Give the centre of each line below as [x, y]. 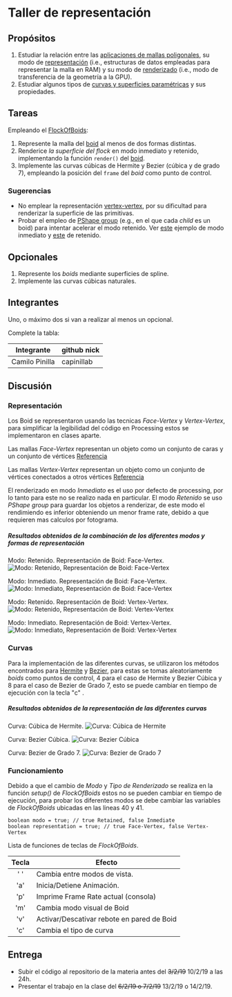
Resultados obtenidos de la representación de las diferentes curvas [107, 708]
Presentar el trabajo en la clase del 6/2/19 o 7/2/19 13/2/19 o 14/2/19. [115, 986]
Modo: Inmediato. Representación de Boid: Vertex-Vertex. [90, 623]
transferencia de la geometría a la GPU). [75, 77]
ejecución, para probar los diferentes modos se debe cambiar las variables [114, 800]
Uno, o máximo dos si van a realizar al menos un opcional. [91, 319]
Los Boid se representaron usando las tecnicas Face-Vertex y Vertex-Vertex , [116, 421]
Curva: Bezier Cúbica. [39, 739]
